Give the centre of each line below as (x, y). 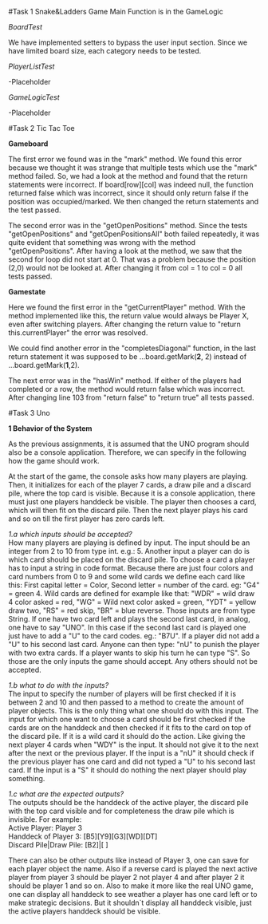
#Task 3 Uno (29, 413)
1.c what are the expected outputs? (66, 794)
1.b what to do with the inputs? (59, 685)
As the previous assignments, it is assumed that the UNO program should (129, 444)
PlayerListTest (32, 66)
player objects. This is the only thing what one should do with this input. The (134, 711)
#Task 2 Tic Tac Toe (41, 128)
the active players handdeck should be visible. (85, 911)
